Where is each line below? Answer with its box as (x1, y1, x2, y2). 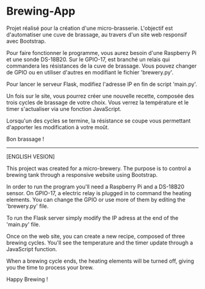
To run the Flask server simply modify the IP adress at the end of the (6, 214, 179, 221)
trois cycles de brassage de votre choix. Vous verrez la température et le (6, 99, 189, 106)
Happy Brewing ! (6, 276, 48, 283)
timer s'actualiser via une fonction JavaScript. (6, 105, 122, 112)
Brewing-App (6, 4, 76, 18)
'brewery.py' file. (6, 202, 49, 210)
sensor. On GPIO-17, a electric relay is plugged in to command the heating (6, 189, 192, 196)
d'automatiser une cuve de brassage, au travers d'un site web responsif (6, 30, 187, 38)
